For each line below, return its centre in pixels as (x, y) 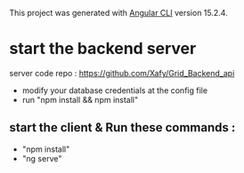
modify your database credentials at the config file (114, 90)
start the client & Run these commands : (122, 128)
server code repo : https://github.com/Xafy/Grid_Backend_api (122, 73)
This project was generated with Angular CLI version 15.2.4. (119, 13)
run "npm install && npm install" (80, 99)
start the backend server (103, 49)
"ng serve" (42, 158)
